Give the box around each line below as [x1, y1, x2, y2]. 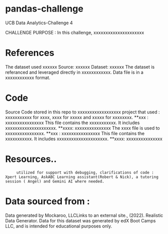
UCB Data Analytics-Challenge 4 [5, 20, 73, 26]
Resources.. [5, 153, 57, 164]
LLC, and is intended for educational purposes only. [5, 223, 112, 229]
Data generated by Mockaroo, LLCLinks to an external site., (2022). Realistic [5, 212, 163, 218]
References [5, 47, 54, 58]
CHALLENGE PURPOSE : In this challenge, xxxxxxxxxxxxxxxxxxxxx [5, 29, 144, 35]
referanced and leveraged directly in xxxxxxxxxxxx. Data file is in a [5, 69, 144, 75]
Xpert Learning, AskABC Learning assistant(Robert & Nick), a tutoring [5, 174, 158, 180]
